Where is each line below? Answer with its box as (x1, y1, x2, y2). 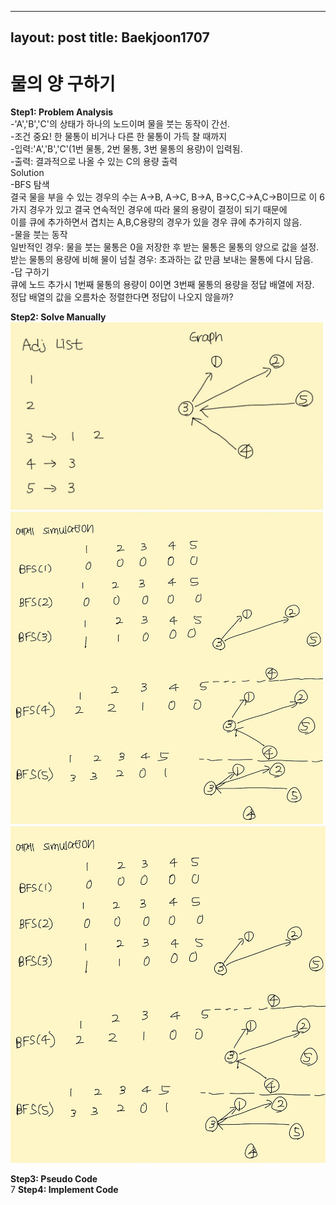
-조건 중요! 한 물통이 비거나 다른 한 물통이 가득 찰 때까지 (10, 131, 228, 143)
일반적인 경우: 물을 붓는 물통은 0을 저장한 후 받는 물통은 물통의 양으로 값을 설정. (10, 241, 320, 253)
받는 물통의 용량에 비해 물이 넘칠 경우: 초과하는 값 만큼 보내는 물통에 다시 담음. (10, 254, 314, 266)
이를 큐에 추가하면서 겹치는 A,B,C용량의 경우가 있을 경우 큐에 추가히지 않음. (10, 216, 303, 228)
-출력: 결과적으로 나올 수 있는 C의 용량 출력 (10, 156, 178, 168)
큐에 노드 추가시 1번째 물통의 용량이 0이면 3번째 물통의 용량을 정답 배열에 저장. (10, 279, 315, 291)
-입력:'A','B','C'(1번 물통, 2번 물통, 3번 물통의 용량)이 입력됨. (10, 143, 243, 155)
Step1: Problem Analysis (10, 106, 114, 118)
